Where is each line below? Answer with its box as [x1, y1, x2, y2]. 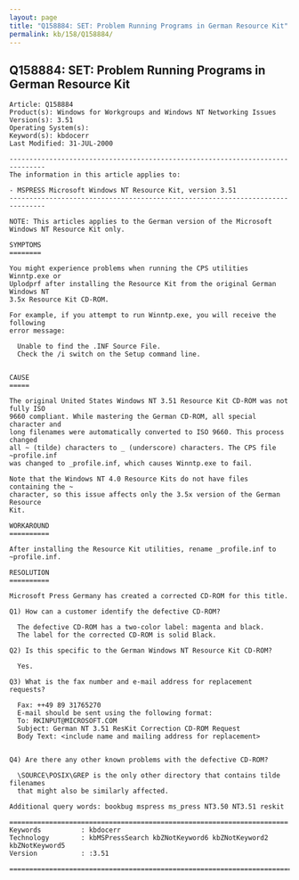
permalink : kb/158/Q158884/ [9, 29, 114, 38]
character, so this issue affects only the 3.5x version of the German [9, 490, 280, 499]
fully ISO [9, 405, 46, 414]
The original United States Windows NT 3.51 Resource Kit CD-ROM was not [9, 397, 289, 406]
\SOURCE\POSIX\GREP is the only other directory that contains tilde [17, 771, 280, 780]
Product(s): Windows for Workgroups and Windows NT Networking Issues [9, 108, 277, 117]
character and [9, 420, 62, 429]
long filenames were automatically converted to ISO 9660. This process [9, 428, 285, 437]
